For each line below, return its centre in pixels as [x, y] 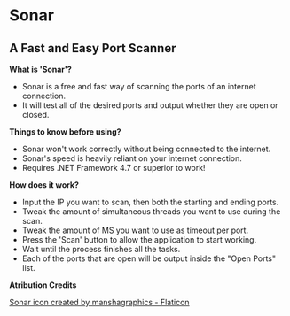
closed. [35, 115]
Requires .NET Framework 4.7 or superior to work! [114, 168]
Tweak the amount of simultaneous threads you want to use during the [151, 212]
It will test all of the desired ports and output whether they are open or [150, 105]
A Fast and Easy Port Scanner [93, 48]
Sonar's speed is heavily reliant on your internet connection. [132, 158]
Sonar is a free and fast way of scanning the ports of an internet [139, 86]
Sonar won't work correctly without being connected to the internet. [146, 149]
